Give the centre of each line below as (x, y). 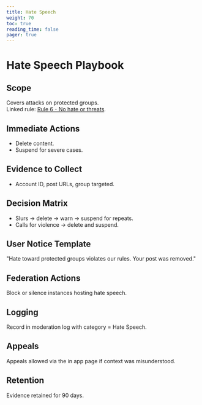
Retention (25, 381)
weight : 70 (20, 18)
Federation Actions (43, 278)
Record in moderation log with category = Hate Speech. (77, 327)
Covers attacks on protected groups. (53, 103)
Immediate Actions (43, 129)
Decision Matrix (37, 203)
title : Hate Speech (31, 12)
